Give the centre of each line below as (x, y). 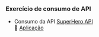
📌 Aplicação (29, 28)
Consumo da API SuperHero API (53, 22)
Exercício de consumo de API (48, 9)
